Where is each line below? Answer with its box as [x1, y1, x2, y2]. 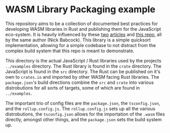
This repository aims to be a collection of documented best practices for [5, 20, 158, 27]
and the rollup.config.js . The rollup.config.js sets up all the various [5, 105, 156, 112]
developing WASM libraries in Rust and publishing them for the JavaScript [5, 26, 161, 32]
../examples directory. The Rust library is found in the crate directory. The [5, 63, 162, 69]
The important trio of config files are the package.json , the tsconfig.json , [5, 100, 160, 106]
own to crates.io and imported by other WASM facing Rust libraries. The [5, 74, 160, 80]
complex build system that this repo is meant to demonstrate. [5, 48, 135, 54]
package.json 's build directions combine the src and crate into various [5, 79, 154, 85]
